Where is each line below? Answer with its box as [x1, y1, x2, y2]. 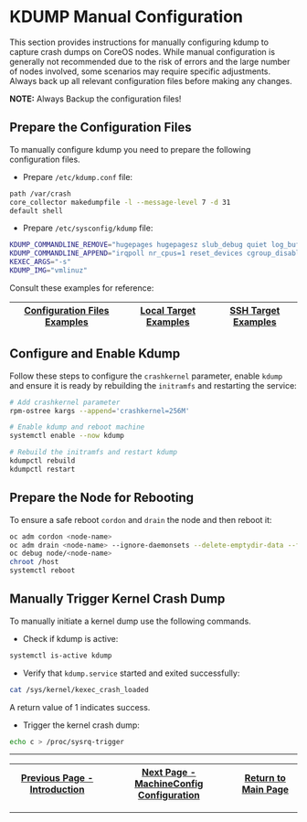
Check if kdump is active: [22, 633, 119, 644]
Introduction [29, 784, 85, 796]
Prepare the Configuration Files [9, 120, 192, 135]
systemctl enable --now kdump [9, 432, 125, 441]
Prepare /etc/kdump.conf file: [22, 171, 133, 182]
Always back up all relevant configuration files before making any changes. [9, 75, 292, 86]
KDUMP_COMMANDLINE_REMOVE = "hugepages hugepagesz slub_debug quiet [9, 240, 268, 250]
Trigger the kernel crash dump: [22, 720, 140, 731]
